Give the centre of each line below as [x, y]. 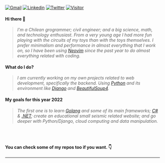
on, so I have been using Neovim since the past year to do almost [83, 51]
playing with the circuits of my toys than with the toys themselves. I [85, 40]
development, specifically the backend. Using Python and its [79, 83]
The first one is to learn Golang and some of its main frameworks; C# [87, 110]
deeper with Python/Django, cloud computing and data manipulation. [87, 121]
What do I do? [20, 67]
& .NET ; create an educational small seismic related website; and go [86, 116]
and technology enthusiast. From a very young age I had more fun [84, 35]
